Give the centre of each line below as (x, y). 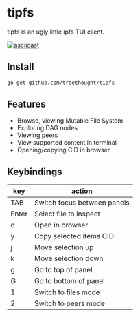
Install (21, 67)
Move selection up (64, 247)
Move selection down (69, 258)
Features (26, 104)
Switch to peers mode (69, 303)
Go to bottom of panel (69, 281)
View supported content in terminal (67, 143)
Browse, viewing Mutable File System (70, 121)
